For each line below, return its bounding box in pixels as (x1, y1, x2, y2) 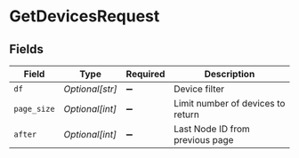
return (173, 108, 200, 121)
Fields (9, 42, 44, 57)
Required (125, 68, 166, 80)
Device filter (173, 83, 225, 95)
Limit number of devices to (173, 98, 286, 109)
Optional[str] (63, 83, 117, 95)
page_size (13, 104, 55, 114)
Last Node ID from (173, 122, 251, 135)
